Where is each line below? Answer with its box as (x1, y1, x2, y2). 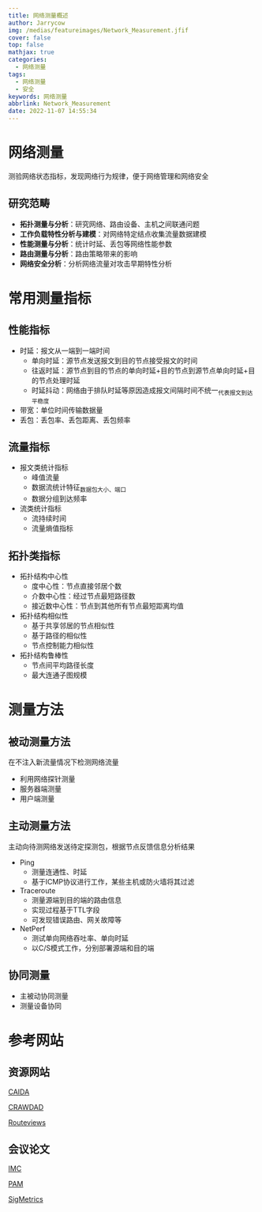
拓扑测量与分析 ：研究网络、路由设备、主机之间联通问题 (19, 219, 200, 229)
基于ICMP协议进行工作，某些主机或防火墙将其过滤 (31, 877, 195, 886)
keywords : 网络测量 (8, 93, 68, 100)
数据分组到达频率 (31, 494, 88, 503)
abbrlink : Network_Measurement (8, 100, 111, 108)
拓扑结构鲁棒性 (19, 650, 69, 660)
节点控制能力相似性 (31, 640, 95, 650)
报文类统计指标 (19, 463, 69, 472)
